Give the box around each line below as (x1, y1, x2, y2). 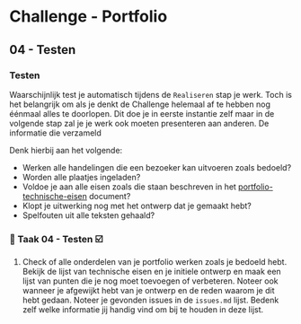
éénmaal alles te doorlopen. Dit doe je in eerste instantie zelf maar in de (9, 108, 275, 118)
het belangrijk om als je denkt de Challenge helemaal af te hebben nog (9, 99, 271, 109)
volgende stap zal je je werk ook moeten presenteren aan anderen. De (9, 118, 270, 128)
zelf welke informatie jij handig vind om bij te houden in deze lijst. (22, 304, 264, 315)
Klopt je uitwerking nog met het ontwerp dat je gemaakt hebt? (22, 200, 252, 211)
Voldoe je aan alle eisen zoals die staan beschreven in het (22, 181, 236, 192)
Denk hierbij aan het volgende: (9, 144, 123, 155)
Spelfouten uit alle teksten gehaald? (22, 209, 155, 221)
